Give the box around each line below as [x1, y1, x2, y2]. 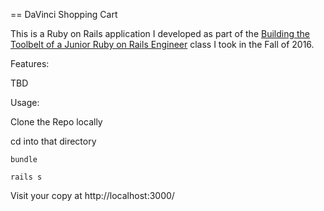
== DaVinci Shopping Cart [10, 9, 118, 20]
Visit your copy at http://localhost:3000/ [10, 190, 175, 201]
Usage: [10, 97, 40, 108]
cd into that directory [10, 135, 97, 147]
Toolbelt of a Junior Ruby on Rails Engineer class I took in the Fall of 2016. [10, 39, 315, 50]
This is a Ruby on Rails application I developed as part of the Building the [10, 28, 310, 39]
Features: [10, 58, 50, 69]
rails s [10, 172, 43, 182]
